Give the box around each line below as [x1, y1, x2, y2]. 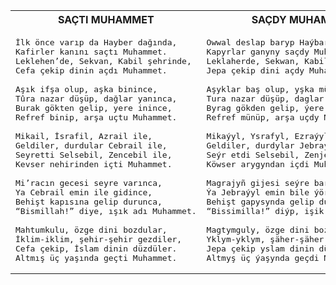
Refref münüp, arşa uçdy [206, 112, 320, 123]
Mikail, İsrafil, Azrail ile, [15, 131, 153, 141]
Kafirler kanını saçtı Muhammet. [15, 47, 168, 57]
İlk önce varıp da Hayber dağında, [15, 37, 178, 48]
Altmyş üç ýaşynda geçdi [206, 253, 320, 263]
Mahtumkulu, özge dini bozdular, [15, 225, 168, 235]
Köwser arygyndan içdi [206, 159, 310, 169]
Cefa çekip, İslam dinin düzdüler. [15, 244, 178, 254]
